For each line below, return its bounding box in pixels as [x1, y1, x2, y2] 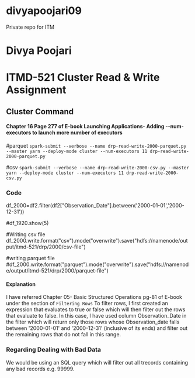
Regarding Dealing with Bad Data [6, 346, 101, 354]
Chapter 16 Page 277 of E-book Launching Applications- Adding [6, 123, 165, 130]
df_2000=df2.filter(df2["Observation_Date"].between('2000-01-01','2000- [6, 202, 185, 209]
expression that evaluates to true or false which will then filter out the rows [6, 306, 186, 313]
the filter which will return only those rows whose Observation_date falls [6, 318, 180, 326]
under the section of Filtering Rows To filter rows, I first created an [6, 300, 168, 307]
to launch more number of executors [32, 129, 123, 136]
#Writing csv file [6, 231, 46, 238]
